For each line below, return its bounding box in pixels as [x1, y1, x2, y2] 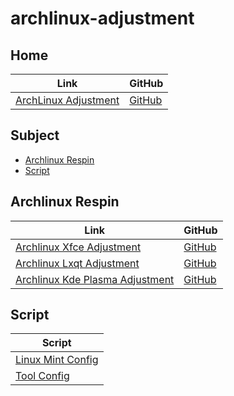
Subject [10, 127, 60, 144]
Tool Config [15, 369, 70, 383]
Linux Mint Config [15, 353, 99, 367]
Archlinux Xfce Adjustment [15, 240, 142, 254]
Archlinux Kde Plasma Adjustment [15, 272, 175, 286]
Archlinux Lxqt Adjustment [15, 256, 140, 270]
